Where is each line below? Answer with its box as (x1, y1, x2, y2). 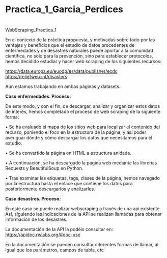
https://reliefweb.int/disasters (5, 74, 68, 80)
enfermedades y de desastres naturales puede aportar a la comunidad (5, 47, 154, 54)
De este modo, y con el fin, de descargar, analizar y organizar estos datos (5, 103, 160, 109)
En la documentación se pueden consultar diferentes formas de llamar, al (5, 242, 159, 248)
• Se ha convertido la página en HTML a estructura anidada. (5, 150, 131, 156)
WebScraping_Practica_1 (5, 27, 57, 33)
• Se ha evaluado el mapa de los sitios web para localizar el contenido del (5, 124, 160, 130)
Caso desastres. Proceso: (5, 196, 61, 202)
